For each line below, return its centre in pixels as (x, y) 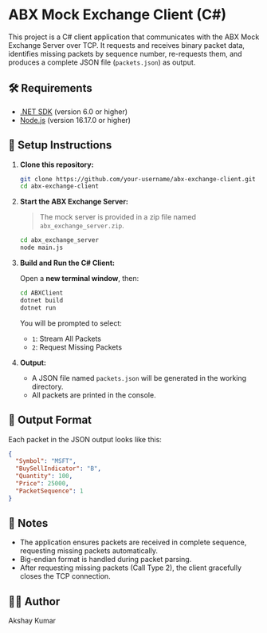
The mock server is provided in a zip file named (118, 217)
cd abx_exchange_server (59, 240)
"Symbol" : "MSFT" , (46, 461)
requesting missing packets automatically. (88, 551)
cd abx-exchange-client (59, 186)
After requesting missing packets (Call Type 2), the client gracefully (130, 568)
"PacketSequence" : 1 (49, 491)
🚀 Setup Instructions (60, 145)
